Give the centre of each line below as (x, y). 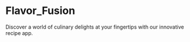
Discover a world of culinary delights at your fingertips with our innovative (95, 27)
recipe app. (19, 33)
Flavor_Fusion (40, 11)
